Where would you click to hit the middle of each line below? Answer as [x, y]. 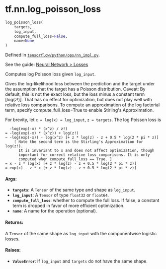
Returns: [14, 222]
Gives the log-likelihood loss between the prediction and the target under [80, 84]
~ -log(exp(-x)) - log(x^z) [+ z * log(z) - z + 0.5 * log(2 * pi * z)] [82, 137]
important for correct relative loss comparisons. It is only [84, 155]
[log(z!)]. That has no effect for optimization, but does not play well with [79, 100]
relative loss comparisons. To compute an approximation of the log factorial [83, 105]
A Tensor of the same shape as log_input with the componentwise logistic [81, 233]
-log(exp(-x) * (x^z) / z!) [39, 129]
